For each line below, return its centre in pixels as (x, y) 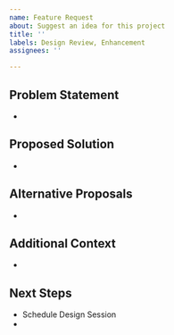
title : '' (28, 34)
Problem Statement (64, 95)
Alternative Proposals (71, 194)
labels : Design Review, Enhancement (77, 42)
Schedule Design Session (69, 314)
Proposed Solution (62, 144)
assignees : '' (36, 51)
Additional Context (62, 243)
